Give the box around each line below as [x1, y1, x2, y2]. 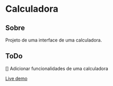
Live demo [5, 75, 28, 81]
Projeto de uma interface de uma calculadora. [5, 37, 102, 43]
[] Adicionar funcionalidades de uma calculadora [5, 65, 108, 72]
